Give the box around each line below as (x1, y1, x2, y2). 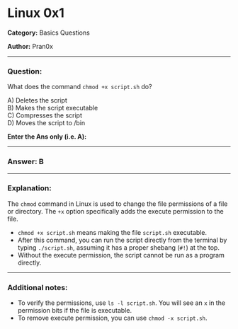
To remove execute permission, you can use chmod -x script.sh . (17, 313, 208, 323)
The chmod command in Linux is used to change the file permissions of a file (7, 200, 228, 208)
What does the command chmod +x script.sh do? (7, 83, 152, 91)
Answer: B (7, 157, 44, 167)
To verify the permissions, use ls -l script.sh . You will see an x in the (17, 299, 225, 307)
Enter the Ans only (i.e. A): (7, 132, 87, 141)
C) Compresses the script (7, 111, 83, 120)
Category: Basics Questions (7, 28, 90, 37)
